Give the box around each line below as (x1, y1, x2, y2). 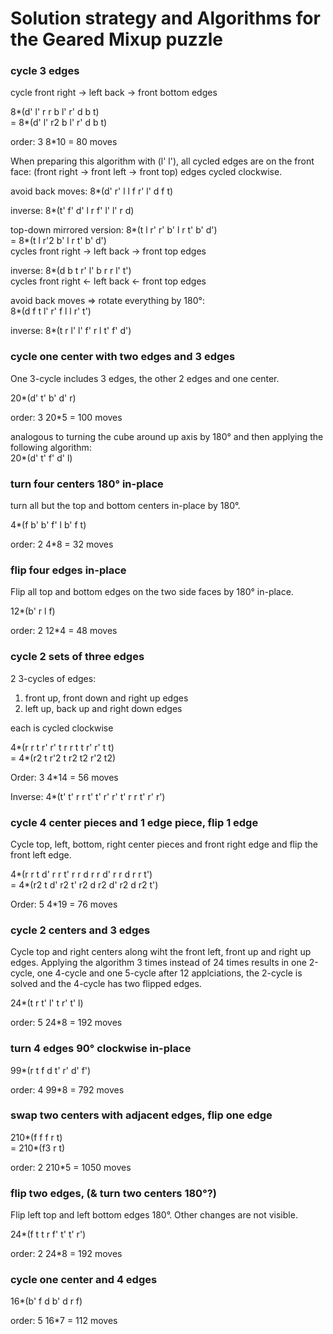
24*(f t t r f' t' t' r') (10, 1228, 87, 1241)
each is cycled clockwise (10, 722, 114, 734)
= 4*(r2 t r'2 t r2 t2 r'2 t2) (10, 752, 117, 764)
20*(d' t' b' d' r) (10, 392, 77, 404)
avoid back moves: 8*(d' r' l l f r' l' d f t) (10, 185, 174, 197)
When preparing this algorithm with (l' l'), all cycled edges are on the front (10, 155, 315, 167)
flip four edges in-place (10, 563, 127, 577)
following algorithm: (10, 441, 92, 453)
